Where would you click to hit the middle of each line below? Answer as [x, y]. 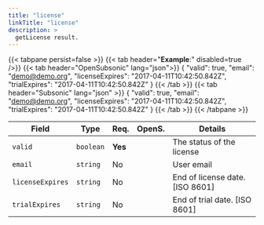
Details [213, 129]
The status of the [204, 142]
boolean [90, 147]
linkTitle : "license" [44, 23]
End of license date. [209, 177]
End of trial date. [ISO [212, 200]
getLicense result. [47, 37]
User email [192, 165]
